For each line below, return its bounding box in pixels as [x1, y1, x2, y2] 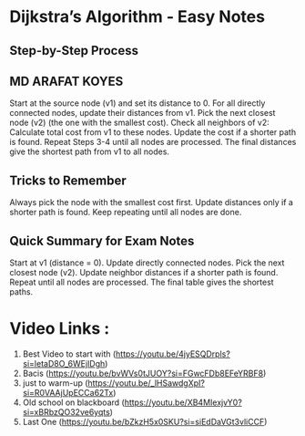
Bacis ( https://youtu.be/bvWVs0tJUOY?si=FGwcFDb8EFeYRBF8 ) [22, 368, 267, 379]
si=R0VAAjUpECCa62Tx [22, 387, 114, 398]
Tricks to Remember [9, 172, 127, 188]
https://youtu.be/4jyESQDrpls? [115, 348, 230, 359]
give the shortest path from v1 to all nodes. [9, 146, 170, 157]
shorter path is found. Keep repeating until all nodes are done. [9, 207, 242, 218]
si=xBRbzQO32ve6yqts [22, 406, 111, 417]
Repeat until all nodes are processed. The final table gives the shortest [9, 276, 275, 288]
